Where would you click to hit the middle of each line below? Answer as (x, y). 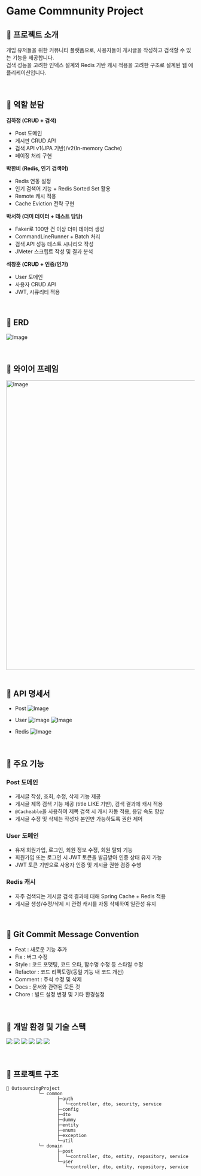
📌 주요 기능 (25, 764)
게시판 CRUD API (35, 140)
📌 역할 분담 (25, 105)
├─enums (67, 1130)
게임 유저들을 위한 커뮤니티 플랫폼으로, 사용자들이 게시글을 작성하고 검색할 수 (96, 50)
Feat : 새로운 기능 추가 (41, 950)
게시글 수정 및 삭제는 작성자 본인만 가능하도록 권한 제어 (79, 819)
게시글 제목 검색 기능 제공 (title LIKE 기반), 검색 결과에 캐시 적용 (89, 804)
